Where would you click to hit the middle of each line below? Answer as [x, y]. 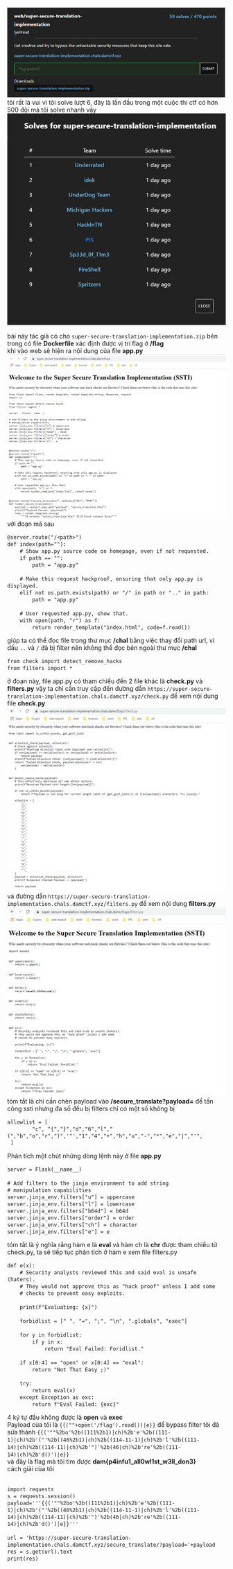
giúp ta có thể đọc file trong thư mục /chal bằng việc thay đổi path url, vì [111, 641]
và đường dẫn [27, 896]
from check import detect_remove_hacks [65, 662]
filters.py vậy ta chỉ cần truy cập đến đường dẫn [77, 689]
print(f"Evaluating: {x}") [59, 1307]
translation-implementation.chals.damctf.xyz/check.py [88, 697]
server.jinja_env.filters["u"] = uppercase [71, 1197]
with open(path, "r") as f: [60, 621]
